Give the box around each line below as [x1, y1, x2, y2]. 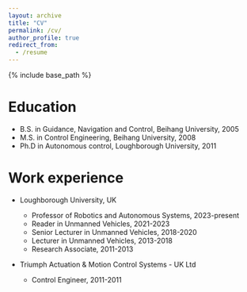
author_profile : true [8, 33, 80, 42]
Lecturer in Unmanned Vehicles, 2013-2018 [31, 236, 173, 245]
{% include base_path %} [8, 71, 92, 79]
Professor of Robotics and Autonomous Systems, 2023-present [31, 210, 240, 220]
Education [8, 98, 77, 116]
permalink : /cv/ [8, 26, 62, 34]
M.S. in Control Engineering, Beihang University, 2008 [19, 133, 196, 142]
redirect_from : [8, 41, 59, 49]
